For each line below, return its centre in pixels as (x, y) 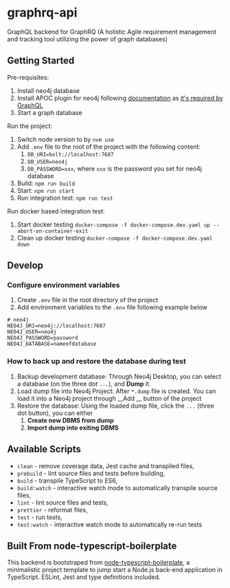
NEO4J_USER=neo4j (32, 332)
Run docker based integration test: (56, 211)
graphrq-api (42, 13)
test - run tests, (40, 517)
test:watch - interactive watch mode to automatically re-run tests (110, 524)
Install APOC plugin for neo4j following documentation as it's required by (120, 98)
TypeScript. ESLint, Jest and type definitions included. (84, 577)
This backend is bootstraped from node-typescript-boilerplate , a (99, 563)
